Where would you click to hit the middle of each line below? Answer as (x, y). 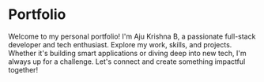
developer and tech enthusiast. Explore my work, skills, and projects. (120, 44)
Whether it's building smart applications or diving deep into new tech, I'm (127, 53)
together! (23, 69)
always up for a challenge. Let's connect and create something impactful (127, 61)
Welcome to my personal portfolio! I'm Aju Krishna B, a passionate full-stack (132, 36)
